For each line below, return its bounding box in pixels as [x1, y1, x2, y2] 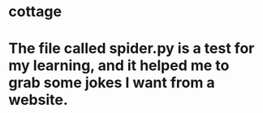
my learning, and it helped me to [8, 56, 230, 75]
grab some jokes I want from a [8, 73, 215, 92]
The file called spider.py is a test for [8, 40, 255, 58]
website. [8, 91, 69, 109]
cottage [8, 2, 63, 21]
